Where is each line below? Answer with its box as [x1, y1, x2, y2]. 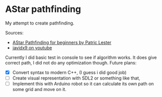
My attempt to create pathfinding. [5, 20, 74, 26]
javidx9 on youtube [12, 44, 52, 50]
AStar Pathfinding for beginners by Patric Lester [12, 39, 111, 45]
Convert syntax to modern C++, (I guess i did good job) [12, 69, 126, 75]
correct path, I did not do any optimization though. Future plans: [5, 59, 136, 65]
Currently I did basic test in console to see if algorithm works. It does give [5, 54, 157, 60]
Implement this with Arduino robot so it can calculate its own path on [12, 81, 154, 87]
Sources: [5, 29, 24, 35]
